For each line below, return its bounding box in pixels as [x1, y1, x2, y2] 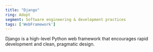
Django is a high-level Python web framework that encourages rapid [5, 36, 148, 42]
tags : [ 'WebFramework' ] [5, 21, 56, 27]
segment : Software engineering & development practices [5, 17, 126, 22]
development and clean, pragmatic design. [5, 41, 95, 47]
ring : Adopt [5, 12, 30, 17]
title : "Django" [5, 7, 40, 13]
